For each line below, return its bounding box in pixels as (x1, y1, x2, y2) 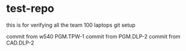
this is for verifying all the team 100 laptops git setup (6, 21, 136, 28)
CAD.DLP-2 (6, 39, 34, 46)
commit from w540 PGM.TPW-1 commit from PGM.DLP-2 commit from (6, 33, 181, 40)
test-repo (6, 2, 55, 15)
